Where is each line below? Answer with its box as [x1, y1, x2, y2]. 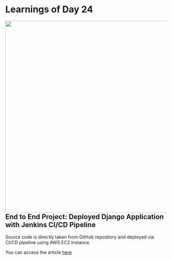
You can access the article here [5, 249, 72, 255]
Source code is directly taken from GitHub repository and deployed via [5, 234, 155, 240]
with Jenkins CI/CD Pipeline [5, 220, 96, 229]
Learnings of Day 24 [5, 4, 93, 15]
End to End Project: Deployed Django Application [5, 212, 164, 221]
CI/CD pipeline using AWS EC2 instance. [5, 240, 91, 246]
